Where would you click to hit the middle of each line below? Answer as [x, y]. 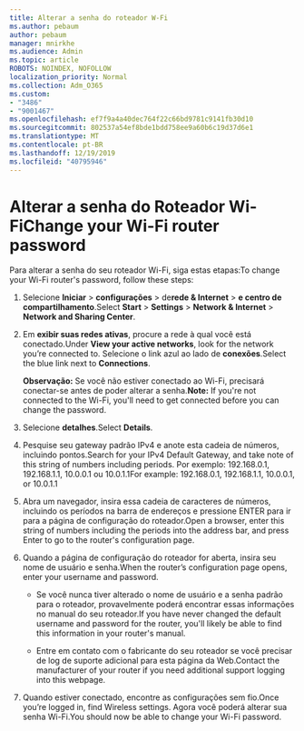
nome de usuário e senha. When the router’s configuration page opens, [155, 567]
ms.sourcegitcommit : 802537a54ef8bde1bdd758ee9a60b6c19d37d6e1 [132, 128]
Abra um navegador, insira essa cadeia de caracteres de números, [147, 502]
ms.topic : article [44, 60]
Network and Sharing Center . [79, 317]
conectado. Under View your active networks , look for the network [148, 344]
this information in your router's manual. [111, 634]
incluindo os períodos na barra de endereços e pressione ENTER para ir [157, 511]
